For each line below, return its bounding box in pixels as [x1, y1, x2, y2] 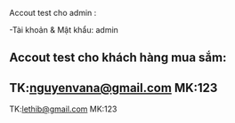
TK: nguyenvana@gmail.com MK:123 [9, 80, 218, 96]
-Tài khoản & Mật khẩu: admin [9, 25, 118, 35]
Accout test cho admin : [9, 8, 97, 18]
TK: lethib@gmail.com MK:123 [9, 104, 117, 114]
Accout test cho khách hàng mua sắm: [9, 50, 227, 65]
